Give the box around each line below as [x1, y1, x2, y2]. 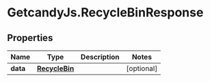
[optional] [126, 64, 158, 73]
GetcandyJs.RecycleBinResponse [7, 5, 204, 20]
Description [81, 53, 120, 61]
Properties [7, 32, 53, 44]
